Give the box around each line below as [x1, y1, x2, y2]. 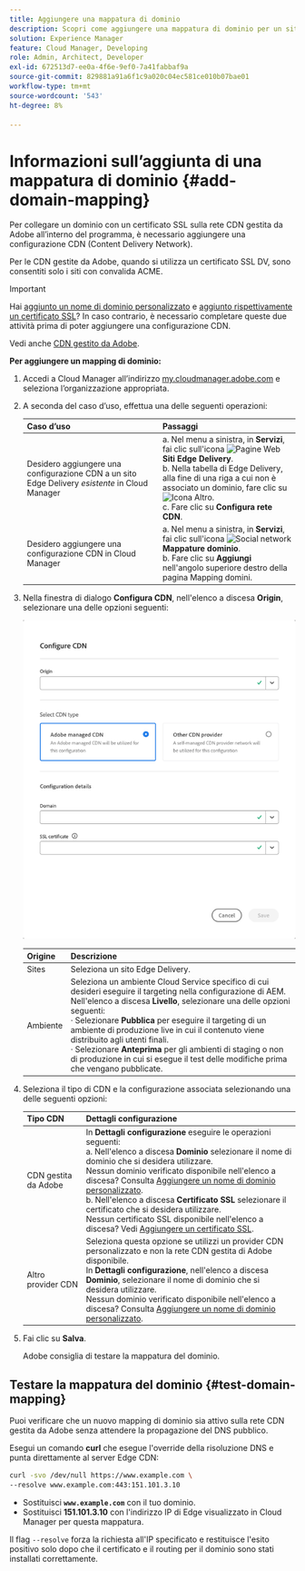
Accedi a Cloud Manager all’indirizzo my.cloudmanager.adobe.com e [22, 373, 280, 384]
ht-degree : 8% [9, 101, 64, 110]
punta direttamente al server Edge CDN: [9, 1452, 159, 1463]
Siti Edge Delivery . [162, 453, 234, 464]
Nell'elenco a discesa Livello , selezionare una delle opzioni [70, 996, 290, 1007]
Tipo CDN [26, 1113, 65, 1124]
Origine [26, 950, 56, 961]
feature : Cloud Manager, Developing [9, 44, 148, 53]
